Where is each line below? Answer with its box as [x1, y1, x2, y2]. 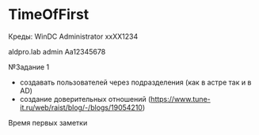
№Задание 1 [8, 62, 50, 72]
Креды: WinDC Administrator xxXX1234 [8, 32, 139, 41]
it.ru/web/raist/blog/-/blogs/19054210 [19, 103, 143, 112]
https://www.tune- [150, 94, 211, 103]
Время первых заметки [8, 118, 88, 127]
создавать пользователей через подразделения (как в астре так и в [19, 77, 252, 87]
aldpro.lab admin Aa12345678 [8, 47, 106, 56]
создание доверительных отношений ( [19, 94, 151, 103]
